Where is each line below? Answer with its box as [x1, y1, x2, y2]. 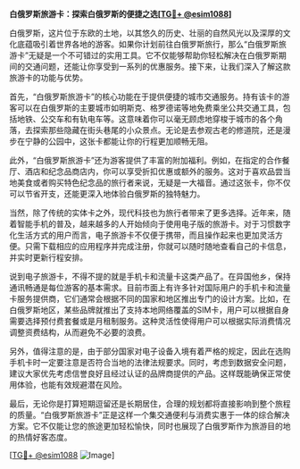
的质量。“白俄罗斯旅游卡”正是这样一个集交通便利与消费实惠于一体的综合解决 [9, 410, 290, 420]
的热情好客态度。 [9, 432, 72, 442]
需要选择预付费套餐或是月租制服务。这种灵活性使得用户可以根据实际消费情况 [9, 316, 291, 326]
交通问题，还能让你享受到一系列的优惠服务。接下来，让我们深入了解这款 [24, 62, 291, 71]
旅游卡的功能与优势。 [9, 72, 87, 83]
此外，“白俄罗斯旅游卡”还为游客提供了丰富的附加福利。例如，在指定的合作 [9, 155, 283, 165]
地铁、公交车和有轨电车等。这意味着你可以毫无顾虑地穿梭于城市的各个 [16, 113, 275, 124]
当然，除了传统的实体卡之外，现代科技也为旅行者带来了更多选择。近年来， [9, 207, 283, 218]
